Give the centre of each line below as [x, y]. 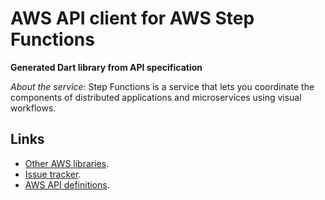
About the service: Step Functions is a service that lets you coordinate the [162, 86]
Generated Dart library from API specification [106, 67]
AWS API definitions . [67, 184]
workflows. [33, 108]
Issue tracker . [53, 174]
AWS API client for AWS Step [132, 18]
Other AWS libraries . [67, 163]
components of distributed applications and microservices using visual [156, 97]
